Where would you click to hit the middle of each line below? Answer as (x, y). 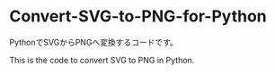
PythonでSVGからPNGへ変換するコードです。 (93, 42)
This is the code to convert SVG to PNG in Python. (102, 60)
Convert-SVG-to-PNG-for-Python (138, 16)
